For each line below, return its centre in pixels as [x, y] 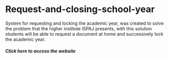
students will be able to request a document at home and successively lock [84, 34]
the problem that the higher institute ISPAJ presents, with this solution [79, 28]
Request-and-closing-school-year [80, 9]
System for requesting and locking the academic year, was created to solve [85, 23]
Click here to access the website [41, 51]
